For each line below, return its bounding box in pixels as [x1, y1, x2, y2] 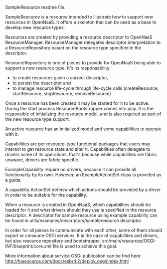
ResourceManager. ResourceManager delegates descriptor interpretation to [5, 39, 161, 45]
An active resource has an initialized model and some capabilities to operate [5, 126, 162, 132]
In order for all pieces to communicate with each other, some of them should [5, 227, 163, 233]
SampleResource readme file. [5, 4, 66, 10]
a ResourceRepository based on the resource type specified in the [5, 45, 142, 50]
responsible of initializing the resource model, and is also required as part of [5, 111, 162, 117]
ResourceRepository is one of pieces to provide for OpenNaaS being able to [5, 60, 161, 65]
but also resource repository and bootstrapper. [5, 238, 101, 244]
